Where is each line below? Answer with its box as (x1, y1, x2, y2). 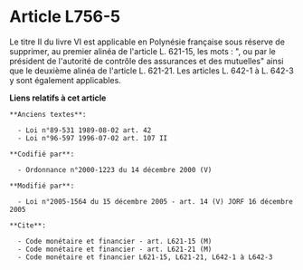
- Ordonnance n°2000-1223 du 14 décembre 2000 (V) (17, 165, 213, 174)
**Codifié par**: (9, 149, 75, 159)
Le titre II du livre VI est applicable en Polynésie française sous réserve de (9, 36, 285, 47)
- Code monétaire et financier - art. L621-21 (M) (17, 245, 213, 254)
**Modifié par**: (9, 181, 75, 190)
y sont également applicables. (9, 74, 122, 85)
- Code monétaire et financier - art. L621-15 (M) (17, 236, 213, 246)
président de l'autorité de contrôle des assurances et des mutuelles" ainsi (9, 55, 284, 66)
